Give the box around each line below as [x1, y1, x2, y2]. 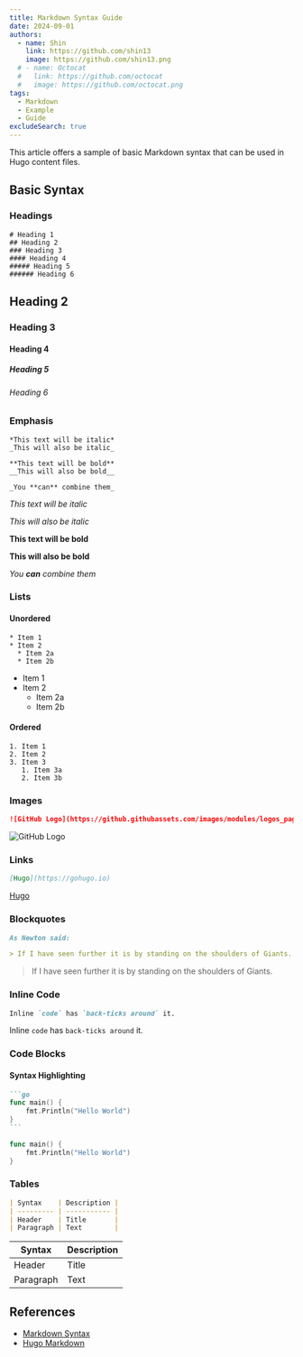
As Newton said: [9, 933, 70, 942]
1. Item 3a [21, 766, 63, 775]
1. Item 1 [9, 741, 47, 751]
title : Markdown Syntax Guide [9, 13, 124, 23]
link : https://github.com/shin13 [25, 47, 151, 56]
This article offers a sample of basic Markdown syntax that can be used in [9, 147, 285, 158]
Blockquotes [9, 912, 66, 925]
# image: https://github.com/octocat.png [17, 80, 183, 89]
